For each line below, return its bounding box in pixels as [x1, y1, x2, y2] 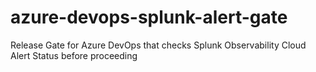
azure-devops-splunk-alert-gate [10, 6, 288, 29]
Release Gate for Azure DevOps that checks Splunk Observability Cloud [10, 39, 307, 51]
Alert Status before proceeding [10, 49, 138, 61]
